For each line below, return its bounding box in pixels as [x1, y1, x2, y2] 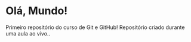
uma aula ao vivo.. [5, 30, 51, 37]
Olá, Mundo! [5, 4, 68, 18]
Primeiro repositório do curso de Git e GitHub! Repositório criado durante [5, 24, 185, 31]
